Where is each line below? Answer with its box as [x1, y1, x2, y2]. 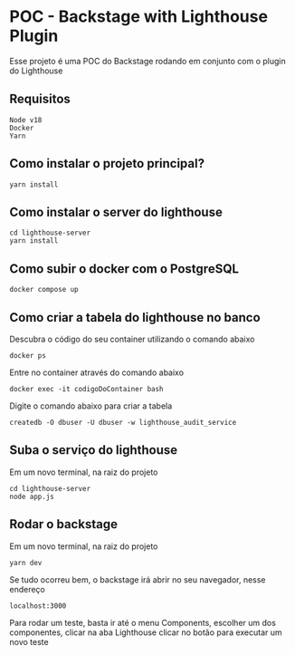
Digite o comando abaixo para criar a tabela [9, 400, 173, 411]
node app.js [9, 492, 54, 501]
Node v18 [9, 115, 43, 124]
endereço [9, 583, 45, 594]
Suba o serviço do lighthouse [9, 442, 178, 458]
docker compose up [9, 285, 79, 294]
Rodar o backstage [9, 516, 118, 532]
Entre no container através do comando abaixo [9, 367, 184, 378]
